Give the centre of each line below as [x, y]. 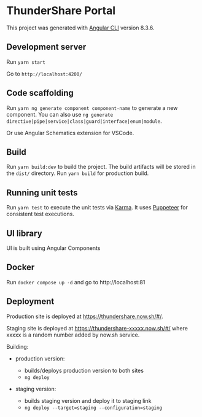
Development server [46, 47]
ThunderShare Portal [61, 11]
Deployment [30, 302]
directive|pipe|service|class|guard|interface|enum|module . [84, 121]
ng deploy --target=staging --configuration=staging [93, 408]
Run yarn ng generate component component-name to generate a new [92, 107]
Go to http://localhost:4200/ [45, 74]
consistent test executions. [41, 214]
